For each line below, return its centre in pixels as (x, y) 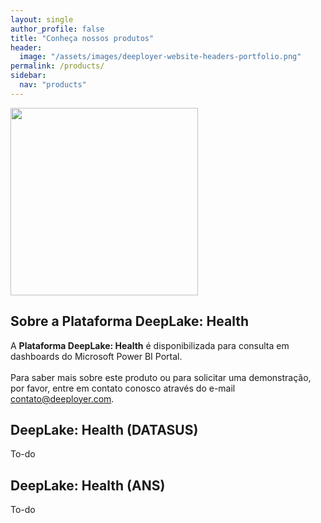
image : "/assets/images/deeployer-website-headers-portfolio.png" (160, 57)
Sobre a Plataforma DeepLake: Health (129, 321)
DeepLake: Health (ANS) (88, 485)
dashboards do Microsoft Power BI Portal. (96, 356)
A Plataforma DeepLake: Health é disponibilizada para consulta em (150, 345)
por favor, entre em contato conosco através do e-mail (123, 388)
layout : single (42, 19)
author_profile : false (57, 29)
